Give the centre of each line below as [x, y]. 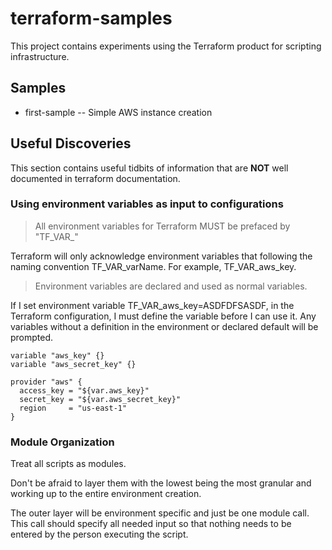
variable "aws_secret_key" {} [73, 364]
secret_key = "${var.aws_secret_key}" [100, 399]
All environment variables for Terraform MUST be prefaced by [162, 226]
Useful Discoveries [71, 143]
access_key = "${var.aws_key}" [84, 390]
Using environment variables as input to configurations [147, 204]
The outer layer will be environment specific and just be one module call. [160, 513]
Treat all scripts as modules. [68, 464]
